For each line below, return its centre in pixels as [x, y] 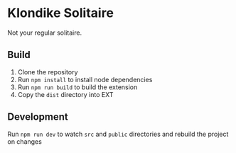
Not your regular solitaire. [45, 33]
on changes [25, 141]
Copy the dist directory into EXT [65, 94]
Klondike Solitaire [60, 13]
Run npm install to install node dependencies [85, 79]
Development [38, 117]
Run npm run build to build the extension [77, 87]
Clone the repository [48, 72]
